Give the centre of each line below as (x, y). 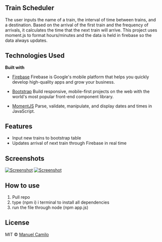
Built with (15, 67)
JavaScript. (24, 111)
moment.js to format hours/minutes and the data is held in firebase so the (78, 35)
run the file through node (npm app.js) (50, 207)
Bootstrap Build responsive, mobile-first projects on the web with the (81, 91)
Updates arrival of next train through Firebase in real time (69, 143)
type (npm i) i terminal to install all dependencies (61, 202)
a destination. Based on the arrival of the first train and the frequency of (77, 25)
